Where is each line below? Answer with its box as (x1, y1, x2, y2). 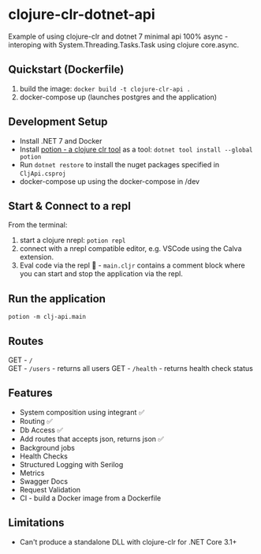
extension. (19, 253, 54, 262)
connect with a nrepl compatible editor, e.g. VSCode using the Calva (19, 244, 242, 253)
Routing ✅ (19, 416, 53, 425)
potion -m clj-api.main (8, 313, 87, 321)
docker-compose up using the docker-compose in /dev (19, 176, 199, 186)
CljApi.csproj (19, 170, 66, 178)
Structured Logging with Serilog (19, 459, 124, 469)
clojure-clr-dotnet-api (8, 6, 155, 24)
